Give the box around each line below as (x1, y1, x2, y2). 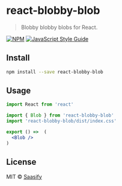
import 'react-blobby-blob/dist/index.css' (6, 118, 117, 124)
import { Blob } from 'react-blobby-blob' (6, 112, 114, 118)
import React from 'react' (6, 101, 74, 107)
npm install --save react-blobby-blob (6, 69, 103, 75)
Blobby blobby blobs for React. (20, 24, 98, 31)
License (6, 157, 37, 167)
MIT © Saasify (6, 173, 42, 180)
